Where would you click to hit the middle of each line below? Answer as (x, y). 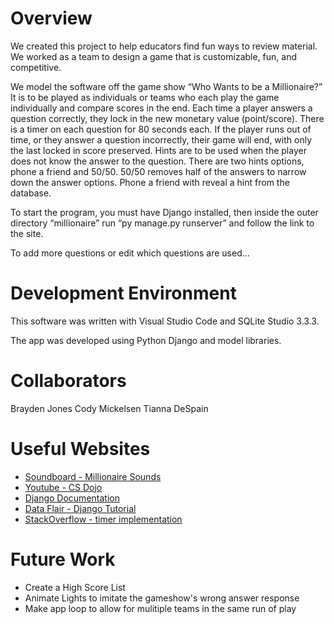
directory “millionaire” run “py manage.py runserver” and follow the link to (162, 223)
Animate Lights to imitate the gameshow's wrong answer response (162, 598)
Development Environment (123, 293)
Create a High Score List (75, 587)
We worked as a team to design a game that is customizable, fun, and (154, 56)
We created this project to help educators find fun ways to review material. (164, 46)
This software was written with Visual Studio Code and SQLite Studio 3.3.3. (165, 321)
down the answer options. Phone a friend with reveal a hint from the (150, 182)
